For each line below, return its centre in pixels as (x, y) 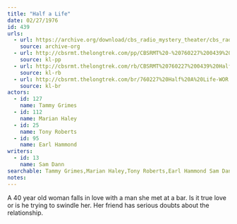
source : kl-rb (41, 73)
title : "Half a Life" (39, 14)
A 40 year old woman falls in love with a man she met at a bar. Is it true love (117, 197)
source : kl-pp (41, 60)
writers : (20, 151)
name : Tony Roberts (49, 132)
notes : (17, 178)
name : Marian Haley (49, 118)
